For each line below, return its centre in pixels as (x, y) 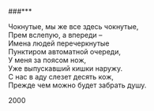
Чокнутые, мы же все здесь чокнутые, (73, 26)
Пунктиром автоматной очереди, (64, 52)
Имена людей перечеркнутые (59, 43)
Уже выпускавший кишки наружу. (66, 68)
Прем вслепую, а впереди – (55, 35)
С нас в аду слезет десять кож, (61, 77)
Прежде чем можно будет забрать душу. (77, 85)
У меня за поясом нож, (47, 60)
